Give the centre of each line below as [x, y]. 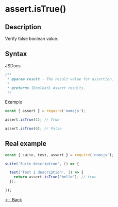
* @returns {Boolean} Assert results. [46, 88]
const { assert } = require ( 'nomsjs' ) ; [45, 111]
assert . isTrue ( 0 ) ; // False [34, 128]
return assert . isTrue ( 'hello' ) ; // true [55, 177]
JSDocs [13, 66]
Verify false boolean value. [32, 38]
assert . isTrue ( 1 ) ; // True [32, 120]
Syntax [16, 54]
